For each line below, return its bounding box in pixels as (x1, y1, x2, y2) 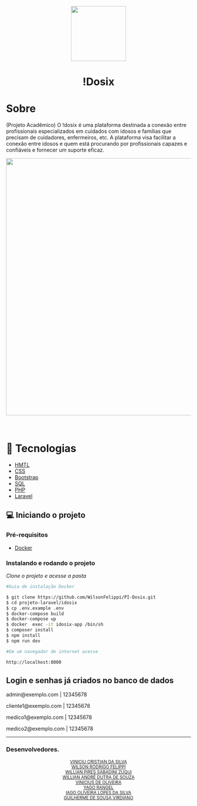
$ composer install (6, 627, 54, 633)
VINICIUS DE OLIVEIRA (75, 779, 122, 785)
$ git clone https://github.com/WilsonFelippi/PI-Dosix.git (6, 594, 157, 600)
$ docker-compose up (6, 616, 57, 622)
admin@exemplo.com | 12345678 (6, 691, 87, 698)
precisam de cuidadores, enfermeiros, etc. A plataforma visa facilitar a (6, 134, 176, 141)
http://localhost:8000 (6, 659, 62, 665)
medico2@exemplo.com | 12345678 (6, 725, 94, 733)
